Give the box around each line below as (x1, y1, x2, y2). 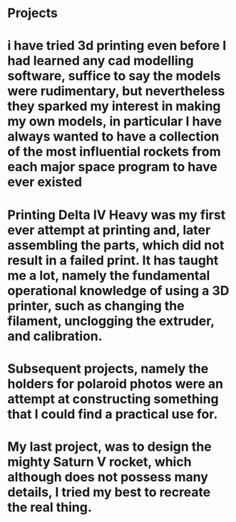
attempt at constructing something (7, 391, 219, 407)
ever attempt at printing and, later (7, 222, 211, 238)
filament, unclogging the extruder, (7, 312, 215, 329)
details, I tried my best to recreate (7, 483, 211, 500)
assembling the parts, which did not (7, 237, 225, 253)
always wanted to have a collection (7, 128, 220, 145)
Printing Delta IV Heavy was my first (7, 207, 226, 222)
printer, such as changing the (7, 297, 185, 314)
